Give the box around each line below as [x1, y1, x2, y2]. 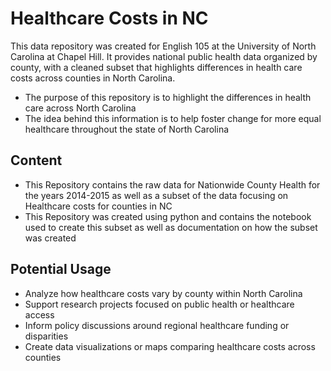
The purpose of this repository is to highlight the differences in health [24, 91, 312, 103]
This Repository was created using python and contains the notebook [24, 210, 312, 222]
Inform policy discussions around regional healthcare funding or [24, 319, 290, 331]
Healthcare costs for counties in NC [24, 200, 173, 212]
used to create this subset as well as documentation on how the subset [24, 221, 318, 233]
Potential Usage [10, 261, 112, 278]
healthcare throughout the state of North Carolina [24, 123, 230, 135]
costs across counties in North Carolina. [10, 72, 176, 84]
